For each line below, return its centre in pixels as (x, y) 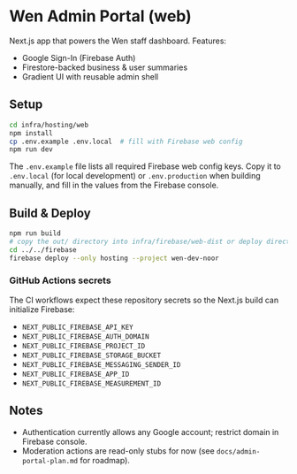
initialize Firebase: (42, 309)
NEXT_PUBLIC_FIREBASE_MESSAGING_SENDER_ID (101, 364)
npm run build (35, 233)
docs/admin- (238, 451)
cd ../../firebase (43, 249)
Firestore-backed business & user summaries (105, 67)
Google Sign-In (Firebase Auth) (79, 57)
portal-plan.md (50, 461)
